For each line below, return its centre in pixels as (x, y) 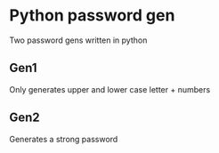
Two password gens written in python (78, 40)
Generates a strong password (64, 139)
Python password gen (92, 16)
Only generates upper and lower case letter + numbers (110, 89)
